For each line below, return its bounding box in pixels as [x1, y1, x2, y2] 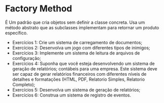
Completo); [12, 81, 36, 87]
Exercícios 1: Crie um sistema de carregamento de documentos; [12, 39, 142, 45]
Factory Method [5, 3, 73, 14]
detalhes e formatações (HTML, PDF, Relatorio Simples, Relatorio [12, 76, 145, 82]
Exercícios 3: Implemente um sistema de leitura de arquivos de [12, 50, 140, 56]
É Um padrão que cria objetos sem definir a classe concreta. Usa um [5, 19, 145, 25]
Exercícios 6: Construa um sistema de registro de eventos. [12, 92, 131, 98]
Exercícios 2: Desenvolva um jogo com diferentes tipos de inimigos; [12, 45, 150, 51]
